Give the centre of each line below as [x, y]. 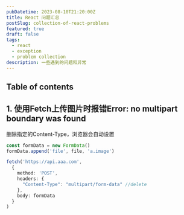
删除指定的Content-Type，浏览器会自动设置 [60, 134]
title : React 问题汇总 [33, 18]
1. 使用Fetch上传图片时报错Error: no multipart [92, 109]
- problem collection [39, 57]
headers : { [31, 179]
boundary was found [46, 119]
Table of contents [40, 87]
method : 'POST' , [38, 173]
